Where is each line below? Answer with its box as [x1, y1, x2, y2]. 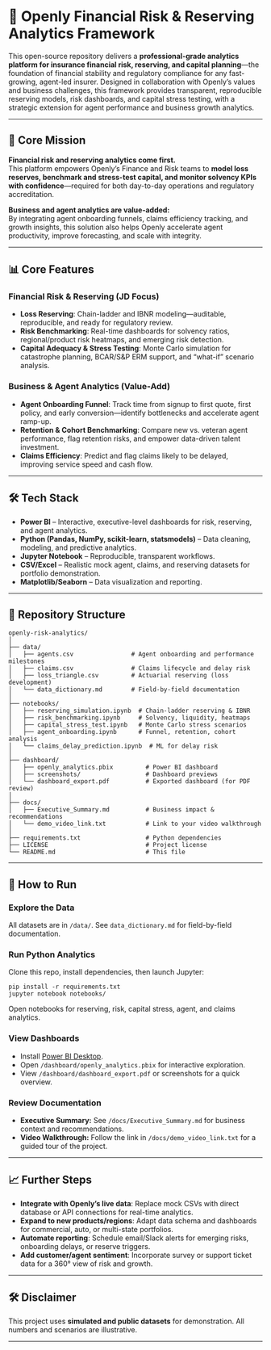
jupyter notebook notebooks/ [8, 990, 106, 998]
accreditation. [8, 189, 55, 199]
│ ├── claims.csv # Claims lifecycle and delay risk [8, 665, 251, 673]
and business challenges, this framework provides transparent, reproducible [8, 85, 262, 95]
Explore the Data [8, 902, 75, 913]
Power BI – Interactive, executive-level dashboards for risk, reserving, [19, 517, 252, 526]
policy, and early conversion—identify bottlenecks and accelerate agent [19, 408, 260, 417]
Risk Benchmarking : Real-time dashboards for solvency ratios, [19, 326, 230, 336]
